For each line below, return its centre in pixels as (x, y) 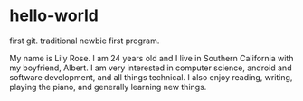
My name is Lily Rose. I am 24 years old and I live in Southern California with (151, 58)
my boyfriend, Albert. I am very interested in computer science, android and (151, 68)
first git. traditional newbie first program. (85, 41)
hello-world (54, 16)
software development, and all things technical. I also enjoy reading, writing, (151, 77)
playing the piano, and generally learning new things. (108, 87)
